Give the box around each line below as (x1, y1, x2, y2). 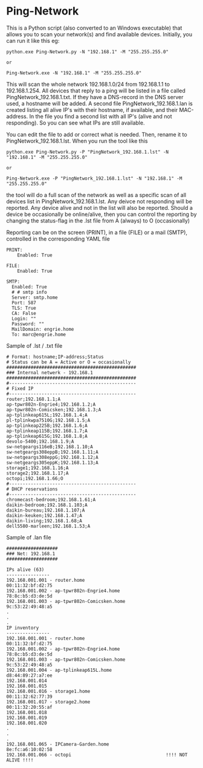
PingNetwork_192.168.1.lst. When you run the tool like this (6, 137, 148, 145)
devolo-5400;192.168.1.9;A (6, 438, 74, 444)
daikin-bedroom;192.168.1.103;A (6, 502, 88, 508)
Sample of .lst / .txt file (6, 342, 63, 349)
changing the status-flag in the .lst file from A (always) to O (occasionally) (6, 216, 190, 224)
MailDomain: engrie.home (11, 326, 74, 332)
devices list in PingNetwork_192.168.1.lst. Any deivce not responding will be (6, 198, 192, 205)
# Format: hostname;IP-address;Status (6, 354, 104, 360)
